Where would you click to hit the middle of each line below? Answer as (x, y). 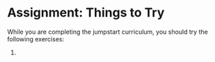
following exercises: (36, 39)
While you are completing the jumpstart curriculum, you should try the (108, 32)
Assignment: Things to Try (86, 13)
